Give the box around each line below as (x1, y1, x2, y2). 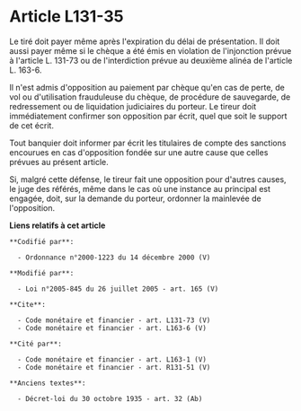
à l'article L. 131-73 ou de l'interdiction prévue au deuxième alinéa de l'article (9, 55, 293, 66)
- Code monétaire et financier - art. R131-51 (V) (17, 363, 211, 372)
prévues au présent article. (9, 156, 110, 167)
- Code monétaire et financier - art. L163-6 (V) (17, 323, 207, 333)
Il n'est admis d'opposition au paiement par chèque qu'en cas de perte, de (9, 82, 286, 92)
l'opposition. (9, 202, 56, 213)
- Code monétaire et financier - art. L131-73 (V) (17, 316, 211, 325)
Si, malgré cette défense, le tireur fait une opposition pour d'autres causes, (9, 173, 287, 185)
